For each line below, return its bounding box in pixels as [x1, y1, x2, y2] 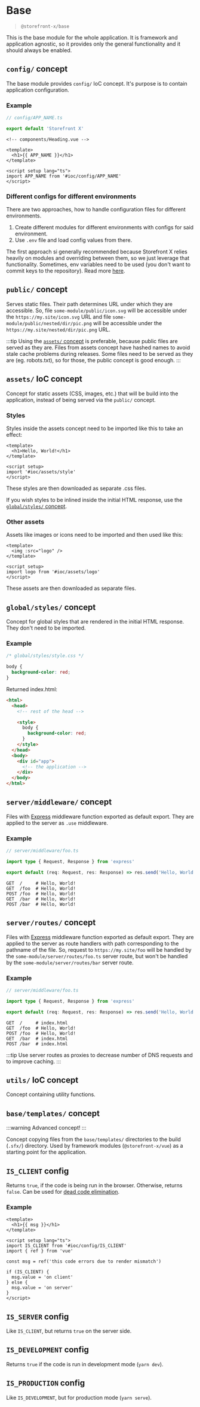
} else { [6, 1279, 28, 1285]
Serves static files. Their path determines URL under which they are [6, 300, 173, 307]
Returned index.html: [6, 685, 58, 692]
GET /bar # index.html [6, 1036, 68, 1042]
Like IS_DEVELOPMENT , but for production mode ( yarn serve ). [6, 1394, 152, 1401]
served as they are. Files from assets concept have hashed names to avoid [6, 344, 190, 351]
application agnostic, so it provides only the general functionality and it [6, 40, 181, 47]
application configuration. [6, 86, 70, 93]
